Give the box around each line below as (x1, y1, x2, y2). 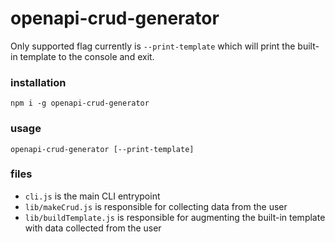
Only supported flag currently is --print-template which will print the (10, 40, 296, 52)
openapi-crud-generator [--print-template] (10, 144, 195, 154)
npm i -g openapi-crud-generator (10, 98, 150, 109)
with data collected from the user (24, 222, 162, 234)
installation (10, 75, 67, 89)
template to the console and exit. (19, 50, 155, 62)
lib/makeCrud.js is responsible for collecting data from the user (24, 200, 288, 212)
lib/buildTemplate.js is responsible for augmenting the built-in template (24, 211, 326, 223)
